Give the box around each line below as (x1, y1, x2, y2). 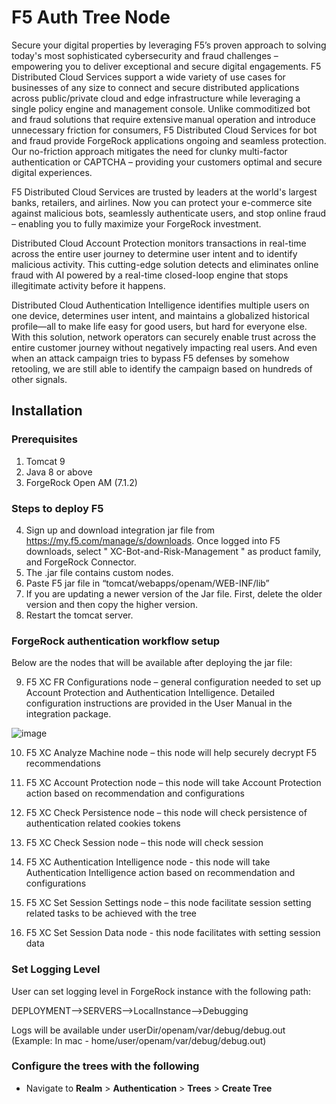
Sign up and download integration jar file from (25, 524, 216, 536)
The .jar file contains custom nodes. (25, 566, 174, 578)
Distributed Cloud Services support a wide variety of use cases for (11, 71, 286, 83)
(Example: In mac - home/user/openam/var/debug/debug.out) (11, 1034, 267, 1046)
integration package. (25, 708, 112, 720)
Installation (11, 402, 83, 420)
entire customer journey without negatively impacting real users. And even (11, 341, 318, 353)
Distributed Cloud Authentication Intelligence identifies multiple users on (11, 299, 310, 311)
